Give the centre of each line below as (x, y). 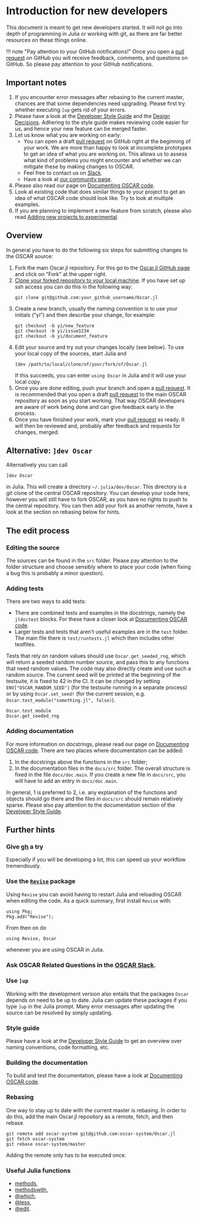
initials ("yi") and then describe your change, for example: (85, 315)
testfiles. (25, 645)
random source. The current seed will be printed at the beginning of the (93, 675)
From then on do (26, 928)
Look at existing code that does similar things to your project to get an (100, 192)
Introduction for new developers (87, 11)
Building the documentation (47, 1062)
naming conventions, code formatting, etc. (58, 1047)
